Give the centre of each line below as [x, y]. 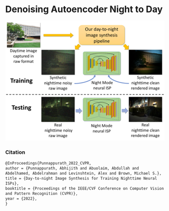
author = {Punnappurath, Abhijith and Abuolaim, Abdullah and [72, 168]
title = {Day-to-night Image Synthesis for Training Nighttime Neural [81, 179]
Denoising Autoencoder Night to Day [84, 9]
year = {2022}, [21, 199]
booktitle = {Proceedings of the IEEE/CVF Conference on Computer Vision [85, 189]
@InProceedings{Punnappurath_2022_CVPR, [49, 163]
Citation [15, 152]
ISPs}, [12, 184]
